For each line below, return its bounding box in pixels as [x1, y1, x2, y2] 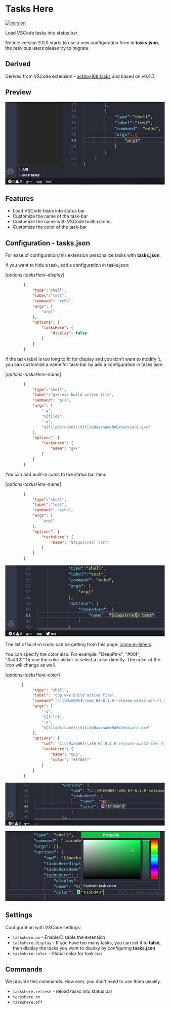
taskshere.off [12, 1000, 42, 1005]
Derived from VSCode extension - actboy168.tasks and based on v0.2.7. [5, 73, 155, 79]
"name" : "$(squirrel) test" [50, 540, 110, 545]
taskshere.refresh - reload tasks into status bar [12, 988, 113, 994]
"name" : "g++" [50, 446, 80, 451]
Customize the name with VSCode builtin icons [12, 219, 111, 225]
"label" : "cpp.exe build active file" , [32, 693, 116, 698]
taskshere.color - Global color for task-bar [12, 950, 103, 956]
